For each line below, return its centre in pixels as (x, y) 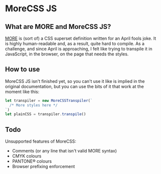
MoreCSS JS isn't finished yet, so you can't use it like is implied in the (75, 81)
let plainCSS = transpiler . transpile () (46, 114)
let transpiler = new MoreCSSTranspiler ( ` (49, 100)
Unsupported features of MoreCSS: (41, 141)
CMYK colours (27, 156)
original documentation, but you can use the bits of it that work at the (74, 86)
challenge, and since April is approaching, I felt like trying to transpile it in (79, 49)
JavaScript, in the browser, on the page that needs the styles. (67, 54)
